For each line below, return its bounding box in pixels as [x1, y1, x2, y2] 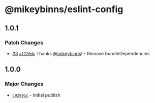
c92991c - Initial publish [12, 92, 60, 98]
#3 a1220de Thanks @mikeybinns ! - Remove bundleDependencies [12, 50, 150, 56]
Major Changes [5, 80, 44, 87]
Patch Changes [5, 39, 44, 46]
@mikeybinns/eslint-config [5, 4, 123, 15]
